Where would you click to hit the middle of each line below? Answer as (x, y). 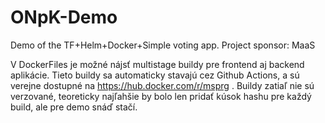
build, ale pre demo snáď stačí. (74, 107)
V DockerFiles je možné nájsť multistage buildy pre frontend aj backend (157, 64)
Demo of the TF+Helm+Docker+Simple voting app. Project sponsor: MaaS (163, 45)
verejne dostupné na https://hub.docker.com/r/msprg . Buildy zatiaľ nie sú (162, 85)
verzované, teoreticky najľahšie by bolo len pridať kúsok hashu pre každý (161, 96)
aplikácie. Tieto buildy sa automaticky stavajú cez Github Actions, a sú (155, 75)
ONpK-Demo (64, 17)
